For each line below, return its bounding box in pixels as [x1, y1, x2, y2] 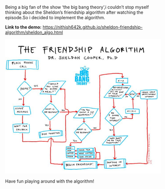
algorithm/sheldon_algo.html [5, 30, 63, 35]
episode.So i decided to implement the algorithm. [5, 15, 105, 20]
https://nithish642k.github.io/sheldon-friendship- [42, 24, 143, 30]
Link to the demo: [5, 24, 42, 30]
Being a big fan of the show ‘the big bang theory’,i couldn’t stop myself [5, 4, 149, 10]
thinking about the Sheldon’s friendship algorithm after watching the [5, 9, 143, 15]
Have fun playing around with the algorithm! [5, 178, 95, 184]
